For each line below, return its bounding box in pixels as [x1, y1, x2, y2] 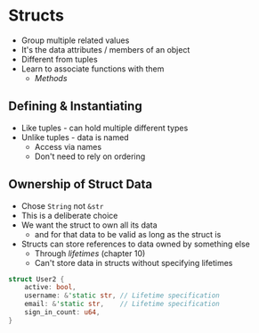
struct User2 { [8, 274, 65, 284]
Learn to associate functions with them [20, 63, 165, 74]
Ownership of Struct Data [8, 177, 153, 192]
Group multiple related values [20, 35, 130, 46]
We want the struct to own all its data [20, 220, 158, 230]
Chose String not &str [20, 200, 104, 211]
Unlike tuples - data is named [20, 131, 130, 143]
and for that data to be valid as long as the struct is [34, 229, 222, 239]
